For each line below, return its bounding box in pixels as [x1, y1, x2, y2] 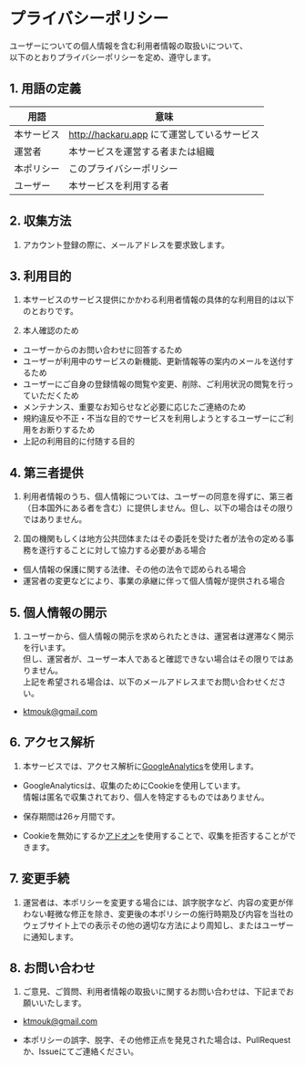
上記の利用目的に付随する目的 [22, 435, 135, 447]
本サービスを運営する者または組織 [68, 145, 216, 158]
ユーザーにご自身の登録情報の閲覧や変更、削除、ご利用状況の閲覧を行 [22, 379, 287, 390]
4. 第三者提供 [9, 465, 84, 480]
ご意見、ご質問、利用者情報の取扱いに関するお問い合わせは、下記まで [22, 987, 287, 997]
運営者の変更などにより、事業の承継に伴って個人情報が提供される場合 [22, 576, 286, 587]
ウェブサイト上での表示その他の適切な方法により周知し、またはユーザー [22, 919, 294, 931]
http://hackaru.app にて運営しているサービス [68, 128, 260, 141]
